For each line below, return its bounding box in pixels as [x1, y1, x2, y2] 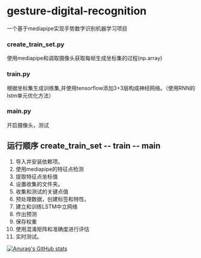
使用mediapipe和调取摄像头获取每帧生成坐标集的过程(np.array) [7, 55, 163, 62]
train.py [7, 70, 31, 79]
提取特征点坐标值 [15, 173, 58, 180]
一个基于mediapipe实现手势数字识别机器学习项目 [7, 25, 128, 32]
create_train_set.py [7, 40, 65, 49]
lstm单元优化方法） [7, 92, 55, 99]
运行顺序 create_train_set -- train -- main [7, 141, 161, 151]
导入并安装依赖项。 [15, 158, 64, 165]
